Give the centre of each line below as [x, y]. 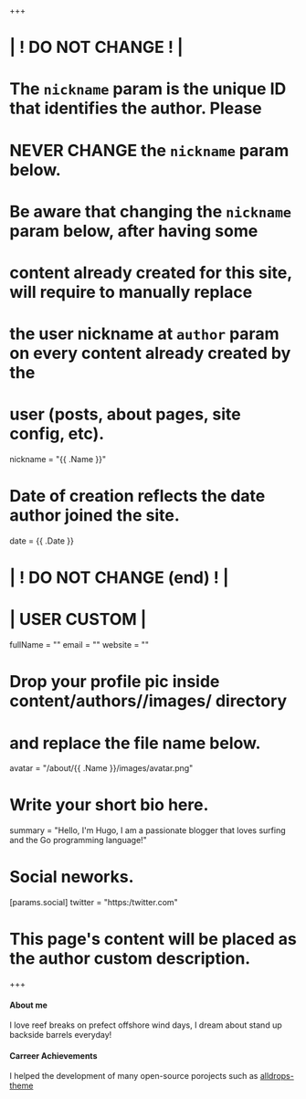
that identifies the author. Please [136, 108]
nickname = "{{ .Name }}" [58, 460]
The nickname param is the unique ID [148, 89]
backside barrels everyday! [61, 1035]
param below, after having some [134, 231]
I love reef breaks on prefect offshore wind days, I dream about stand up [146, 1025]
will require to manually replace [131, 292]
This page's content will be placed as [153, 940]
